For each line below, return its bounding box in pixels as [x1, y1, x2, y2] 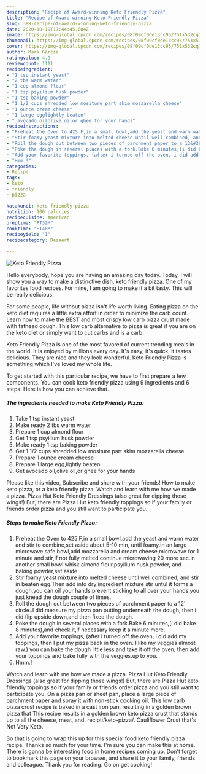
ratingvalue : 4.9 [6, 55, 51, 61]
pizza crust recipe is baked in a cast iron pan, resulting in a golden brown [6, 703, 191, 710]
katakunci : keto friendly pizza [6, 203, 89, 209]
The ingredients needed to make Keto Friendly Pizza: [6, 399, 144, 407]
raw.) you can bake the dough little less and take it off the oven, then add [15, 646, 200, 653]
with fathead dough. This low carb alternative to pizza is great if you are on [6, 322, 196, 329]
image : [6, 32, 23, 38]
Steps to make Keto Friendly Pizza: [6, 519, 97, 526]
